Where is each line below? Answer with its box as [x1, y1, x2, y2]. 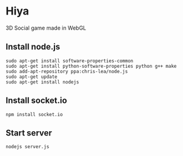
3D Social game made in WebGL [5, 24, 87, 31]
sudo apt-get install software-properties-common [5, 57, 134, 64]
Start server [5, 128, 52, 138]
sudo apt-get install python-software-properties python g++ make [5, 63, 177, 69]
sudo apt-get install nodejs [5, 79, 79, 85]
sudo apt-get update [5, 74, 58, 80]
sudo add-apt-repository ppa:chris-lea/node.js [5, 68, 128, 74]
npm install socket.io [5, 111, 63, 117]
